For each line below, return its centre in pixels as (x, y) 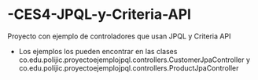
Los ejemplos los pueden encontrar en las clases (98, 51)
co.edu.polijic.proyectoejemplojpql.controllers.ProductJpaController (129, 67)
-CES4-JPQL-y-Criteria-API (100, 15)
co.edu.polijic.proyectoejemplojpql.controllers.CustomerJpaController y (135, 60)
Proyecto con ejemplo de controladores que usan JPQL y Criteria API (119, 36)
